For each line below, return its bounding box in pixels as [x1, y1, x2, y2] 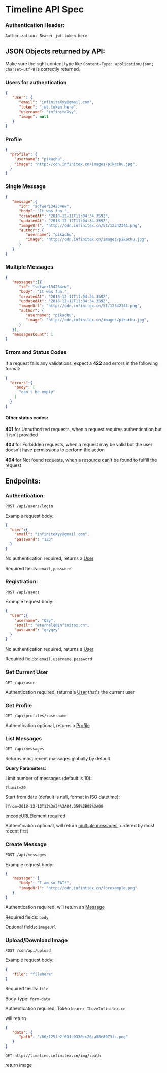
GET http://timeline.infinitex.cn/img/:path [5, 1053, 101, 1058]
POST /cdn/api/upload [5, 948, 51, 953]
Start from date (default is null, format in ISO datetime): [5, 794, 120, 800]
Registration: [5, 578, 38, 585]
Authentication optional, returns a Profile [5, 722, 90, 728]
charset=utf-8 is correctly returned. [5, 66, 80, 72]
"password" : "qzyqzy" [14, 627, 60, 632]
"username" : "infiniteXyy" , [18, 110, 79, 115]
